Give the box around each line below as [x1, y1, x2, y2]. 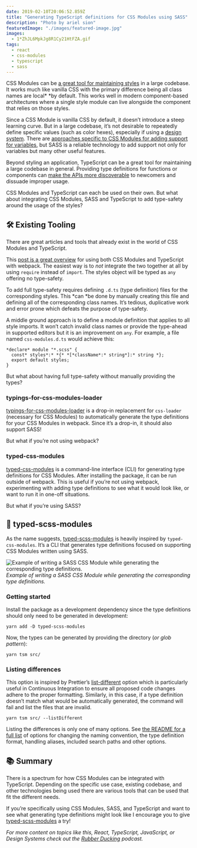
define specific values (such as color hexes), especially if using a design [6, 129, 182, 136]
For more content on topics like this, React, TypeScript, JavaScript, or [6, 829, 175, 836]
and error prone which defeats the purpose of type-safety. [6, 305, 148, 312]
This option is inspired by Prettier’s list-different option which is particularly [6, 679, 188, 686]
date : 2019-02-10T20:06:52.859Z [6, 8, 85, 15]
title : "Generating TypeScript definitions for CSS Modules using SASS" [6, 14, 188, 20]
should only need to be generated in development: [6, 612, 128, 619]
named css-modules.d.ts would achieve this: [6, 335, 115, 343]
